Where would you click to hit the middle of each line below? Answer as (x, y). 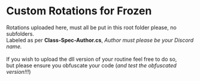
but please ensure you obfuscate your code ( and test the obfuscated (91, 65)
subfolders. (20, 33)
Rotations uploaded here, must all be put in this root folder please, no (91, 27)
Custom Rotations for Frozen (79, 11)
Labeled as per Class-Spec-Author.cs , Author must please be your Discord (100, 40)
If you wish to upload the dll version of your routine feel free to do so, (92, 59)
